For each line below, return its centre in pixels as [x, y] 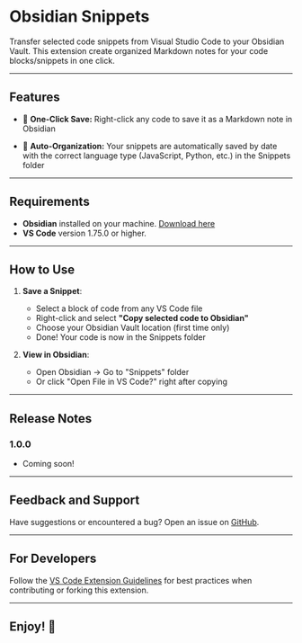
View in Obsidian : [56, 355]
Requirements [49, 202]
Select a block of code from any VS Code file [119, 308]
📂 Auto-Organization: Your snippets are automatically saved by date [150, 146]
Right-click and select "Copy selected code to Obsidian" [142, 318]
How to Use [42, 269]
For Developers [53, 559]
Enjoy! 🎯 [33, 627]
